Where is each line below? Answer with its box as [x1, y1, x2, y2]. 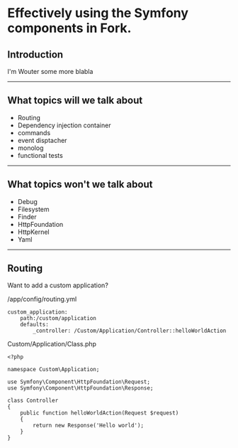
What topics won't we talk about [7, 178, 153, 191]
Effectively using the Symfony [7, 5, 189, 21]
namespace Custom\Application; [7, 366, 100, 373]
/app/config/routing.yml [7, 295, 77, 304]
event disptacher [17, 136, 67, 144]
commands [17, 128, 51, 137]
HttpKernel [17, 228, 50, 236]
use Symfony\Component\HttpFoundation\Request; [7, 378, 151, 385]
